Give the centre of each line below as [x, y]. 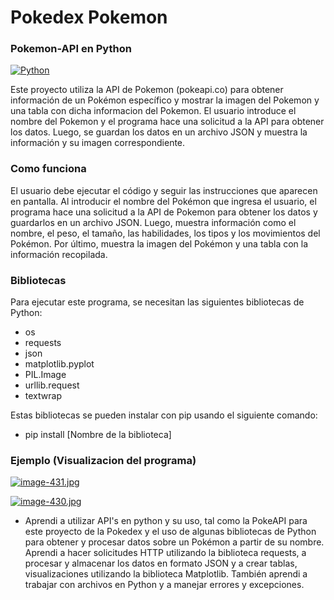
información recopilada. [59, 254]
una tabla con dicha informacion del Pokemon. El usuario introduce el [153, 111]
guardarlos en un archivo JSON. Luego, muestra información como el [153, 222]
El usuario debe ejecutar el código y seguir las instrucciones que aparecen [164, 190]
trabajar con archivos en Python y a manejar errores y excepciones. [164, 585]
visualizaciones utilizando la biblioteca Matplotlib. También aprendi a [166, 574]
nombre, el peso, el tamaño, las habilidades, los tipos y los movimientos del [165, 233]
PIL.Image [45, 375]
